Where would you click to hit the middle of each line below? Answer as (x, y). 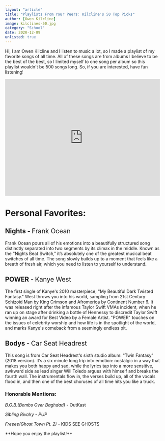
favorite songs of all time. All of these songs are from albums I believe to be (82, 56)
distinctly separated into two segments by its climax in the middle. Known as (82, 248)
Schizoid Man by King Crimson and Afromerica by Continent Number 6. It (79, 302)
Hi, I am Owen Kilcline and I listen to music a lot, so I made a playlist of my (80, 51)
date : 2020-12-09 (23, 32)
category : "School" (25, 28)
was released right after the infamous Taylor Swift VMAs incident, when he (81, 307)
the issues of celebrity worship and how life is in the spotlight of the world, (81, 322)
